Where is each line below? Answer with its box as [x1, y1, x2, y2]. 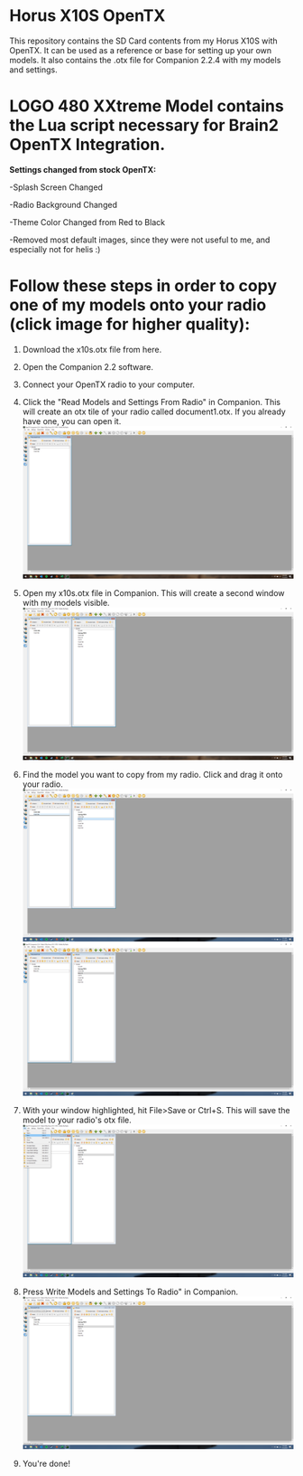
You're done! [22, 1458, 70, 1470]
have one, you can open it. [22, 415, 122, 426]
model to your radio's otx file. [22, 1114, 133, 1126]
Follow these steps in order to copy [9, 276, 278, 297]
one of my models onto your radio [9, 295, 267, 316]
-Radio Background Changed [9, 199, 117, 210]
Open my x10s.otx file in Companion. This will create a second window [22, 587, 286, 598]
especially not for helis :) [9, 243, 101, 254]
